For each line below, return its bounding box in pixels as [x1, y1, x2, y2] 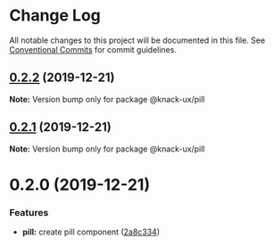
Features [9, 206, 49, 218]
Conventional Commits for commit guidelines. [9, 44, 177, 54]
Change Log [9, 5, 101, 26]
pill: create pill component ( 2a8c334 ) [21, 226, 161, 237]
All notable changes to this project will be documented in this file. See [9, 35, 266, 45]
